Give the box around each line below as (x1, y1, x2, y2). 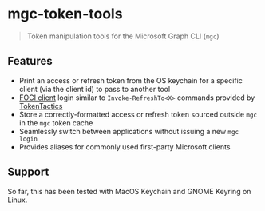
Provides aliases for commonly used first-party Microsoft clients (18, 141, 231, 152)
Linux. (7, 195, 28, 205)
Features (7, 54, 53, 68)
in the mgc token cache (18, 117, 93, 128)
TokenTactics (18, 101, 63, 110)
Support (7, 165, 49, 179)
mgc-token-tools (7, 5, 123, 23)
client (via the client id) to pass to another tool (18, 84, 171, 94)
